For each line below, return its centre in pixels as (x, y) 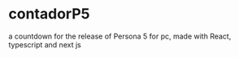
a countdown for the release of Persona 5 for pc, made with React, (120, 36)
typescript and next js (45, 44)
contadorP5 (49, 14)
